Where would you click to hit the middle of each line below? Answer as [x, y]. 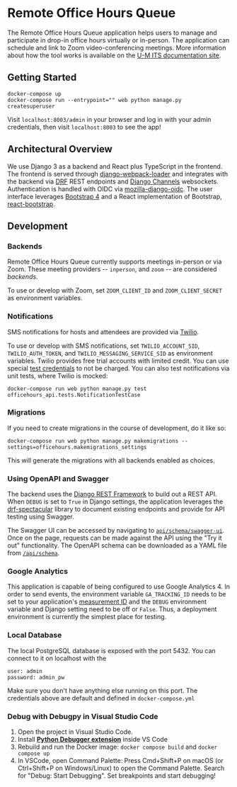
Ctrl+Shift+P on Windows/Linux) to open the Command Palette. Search [121, 768]
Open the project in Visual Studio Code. [75, 732]
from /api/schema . [34, 553]
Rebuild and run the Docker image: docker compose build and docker [117, 747]
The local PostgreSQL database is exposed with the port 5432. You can [111, 650]
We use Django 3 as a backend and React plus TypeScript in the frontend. [115, 166]
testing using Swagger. [41, 517]
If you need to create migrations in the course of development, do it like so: [117, 428]
